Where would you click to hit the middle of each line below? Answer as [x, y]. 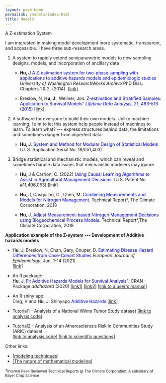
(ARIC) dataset [27, 331]
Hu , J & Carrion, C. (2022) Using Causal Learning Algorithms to [85, 174]
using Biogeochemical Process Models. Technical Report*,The [83, 220]
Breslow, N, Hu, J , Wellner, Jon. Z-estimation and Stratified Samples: [90, 98]
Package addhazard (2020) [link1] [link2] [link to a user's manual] [80, 286]
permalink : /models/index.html [38, 14]
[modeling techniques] [35, 356]
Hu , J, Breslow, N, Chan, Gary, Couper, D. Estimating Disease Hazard [83, 250]
